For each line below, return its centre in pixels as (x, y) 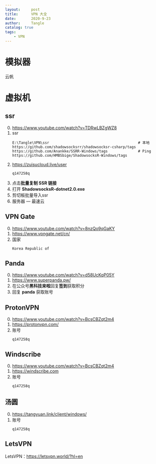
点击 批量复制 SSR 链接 (34, 183)
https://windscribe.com (35, 371)
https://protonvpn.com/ (35, 324)
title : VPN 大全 (26, 14)
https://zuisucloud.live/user (39, 164)
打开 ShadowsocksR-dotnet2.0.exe (48, 189)
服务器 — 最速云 (28, 201)
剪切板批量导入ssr (30, 195)
